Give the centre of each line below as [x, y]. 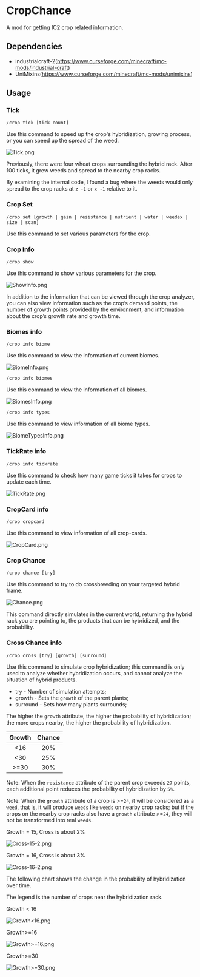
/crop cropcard [25, 522]
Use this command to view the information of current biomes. [83, 356]
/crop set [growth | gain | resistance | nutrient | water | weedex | [97, 217]
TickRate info [26, 451]
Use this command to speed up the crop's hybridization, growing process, [99, 134]
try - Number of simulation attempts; [61, 691]
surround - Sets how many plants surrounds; [71, 704]
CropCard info [28, 509]
